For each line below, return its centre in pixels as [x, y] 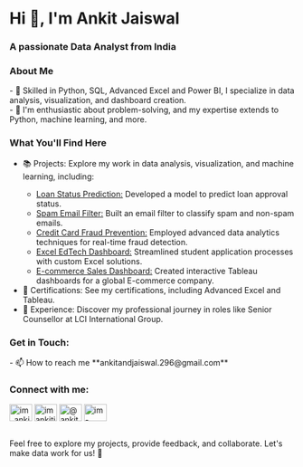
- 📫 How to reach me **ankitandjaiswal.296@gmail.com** [119, 362]
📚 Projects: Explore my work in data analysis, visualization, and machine [158, 163]
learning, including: [58, 176]
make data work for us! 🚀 [56, 453]
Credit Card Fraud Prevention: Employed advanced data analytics [158, 232]
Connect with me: [49, 389]
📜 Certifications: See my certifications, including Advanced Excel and [151, 290]
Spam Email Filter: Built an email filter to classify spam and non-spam [165, 213]
